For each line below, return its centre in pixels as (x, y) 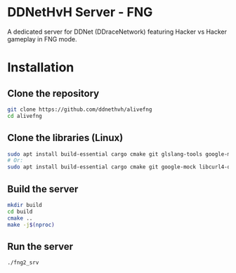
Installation (41, 68)
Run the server (40, 246)
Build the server (43, 189)
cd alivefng (25, 116)
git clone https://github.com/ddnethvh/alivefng (80, 109)
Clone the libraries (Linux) (65, 138)
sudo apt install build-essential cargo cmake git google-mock (102, 167)
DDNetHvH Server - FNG (80, 12)
